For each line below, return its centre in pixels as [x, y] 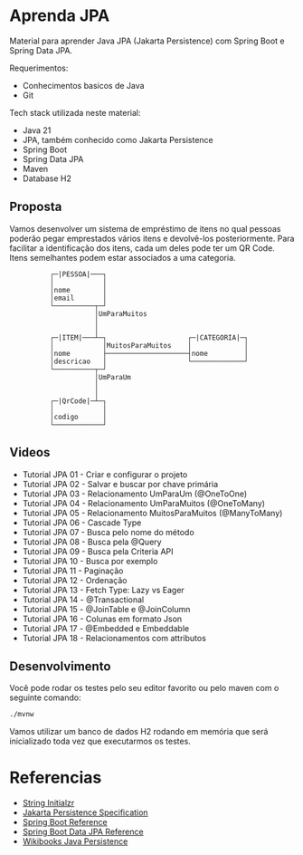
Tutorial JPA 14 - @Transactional [83, 600]
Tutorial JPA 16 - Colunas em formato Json [102, 619]
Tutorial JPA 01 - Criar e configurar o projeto [105, 474]
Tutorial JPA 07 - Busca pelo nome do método [108, 532]
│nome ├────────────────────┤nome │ [149, 353]
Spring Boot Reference [65, 822]
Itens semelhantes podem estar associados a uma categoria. [123, 257]
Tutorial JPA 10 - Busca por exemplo [90, 561]
